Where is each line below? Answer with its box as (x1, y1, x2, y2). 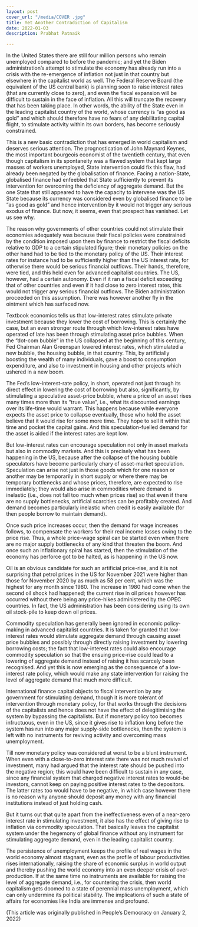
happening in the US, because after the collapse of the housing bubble (6, 454, 178, 461)
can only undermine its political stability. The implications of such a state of (6, 892, 189, 899)
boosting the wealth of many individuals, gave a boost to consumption (6, 356, 177, 363)
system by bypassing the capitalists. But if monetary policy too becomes (6, 713, 183, 720)
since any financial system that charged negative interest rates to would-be (6, 774, 190, 782)
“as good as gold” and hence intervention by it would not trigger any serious (6, 201, 192, 208)
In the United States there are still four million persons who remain (6, 52, 167, 59)
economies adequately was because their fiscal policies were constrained (6, 231, 186, 239)
